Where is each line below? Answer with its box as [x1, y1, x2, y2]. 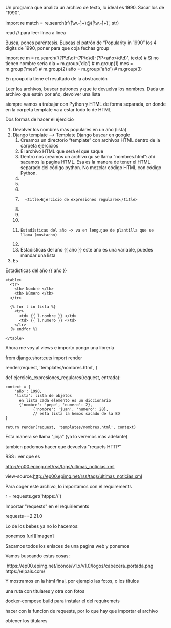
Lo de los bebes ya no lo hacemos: [5, 523, 79, 529]
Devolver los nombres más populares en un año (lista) [12, 127, 127, 132]
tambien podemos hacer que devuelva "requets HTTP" [5, 444, 121, 450]
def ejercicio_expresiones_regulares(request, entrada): [5, 374, 121, 381]
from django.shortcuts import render [5, 354, 83, 361]
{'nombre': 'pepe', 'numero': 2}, [18, 402, 93, 407]
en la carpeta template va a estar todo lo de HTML [5, 107, 112, 112]
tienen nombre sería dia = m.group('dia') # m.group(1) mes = [5, 60, 133, 66]
